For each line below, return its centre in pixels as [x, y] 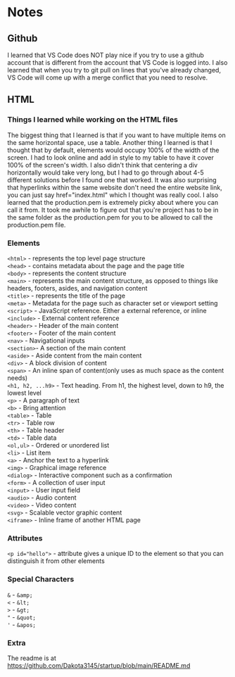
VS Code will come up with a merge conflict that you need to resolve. [108, 77]
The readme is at [32, 658]
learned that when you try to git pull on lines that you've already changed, [114, 70]
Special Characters [41, 579]
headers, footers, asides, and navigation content [77, 288]
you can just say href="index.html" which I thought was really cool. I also [113, 195]
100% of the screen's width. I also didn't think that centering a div [103, 165]
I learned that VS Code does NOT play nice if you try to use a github [106, 55]
